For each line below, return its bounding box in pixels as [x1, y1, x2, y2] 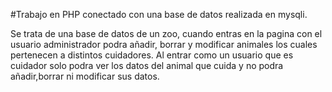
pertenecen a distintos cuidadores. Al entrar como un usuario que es [10, 49, 294, 61]
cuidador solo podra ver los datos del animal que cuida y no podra [10, 60, 284, 71]
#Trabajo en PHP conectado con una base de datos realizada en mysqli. [10, 9, 308, 20]
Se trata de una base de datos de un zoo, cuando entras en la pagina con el [10, 28, 323, 39]
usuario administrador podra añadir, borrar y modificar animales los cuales [10, 39, 318, 50]
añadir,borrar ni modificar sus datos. [10, 70, 160, 82]
